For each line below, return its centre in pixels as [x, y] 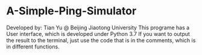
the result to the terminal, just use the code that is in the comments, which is [101, 40]
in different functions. [33, 47]
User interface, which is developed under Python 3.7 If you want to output [98, 33]
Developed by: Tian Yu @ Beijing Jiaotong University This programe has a [98, 27]
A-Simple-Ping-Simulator [71, 11]
